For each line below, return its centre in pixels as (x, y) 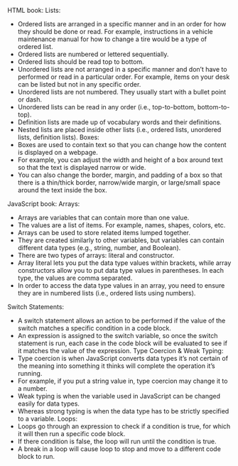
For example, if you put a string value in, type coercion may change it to (123, 381)
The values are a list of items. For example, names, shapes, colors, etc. (121, 225)
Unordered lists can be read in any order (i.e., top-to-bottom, (107, 107)
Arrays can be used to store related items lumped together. (104, 233)
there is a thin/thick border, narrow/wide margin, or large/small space (119, 183)
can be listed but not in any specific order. (79, 84)
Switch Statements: (36, 307)
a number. (32, 389)
